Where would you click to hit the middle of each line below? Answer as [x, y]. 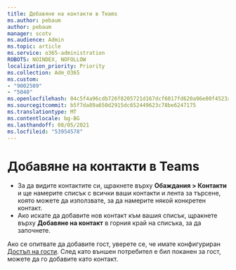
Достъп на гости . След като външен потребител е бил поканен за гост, [114, 252]
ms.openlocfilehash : [38, 99]
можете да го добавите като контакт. [63, 259]
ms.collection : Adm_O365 [44, 72]
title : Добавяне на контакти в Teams [63, 14]
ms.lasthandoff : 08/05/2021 [48, 125]
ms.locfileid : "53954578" [45, 131]
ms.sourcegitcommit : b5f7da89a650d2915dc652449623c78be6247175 [102, 105]
